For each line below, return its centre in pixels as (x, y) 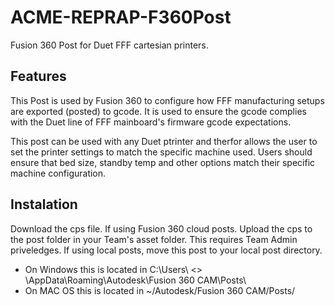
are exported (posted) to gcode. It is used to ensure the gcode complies (158, 111)
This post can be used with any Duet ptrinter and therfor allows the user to (164, 141)
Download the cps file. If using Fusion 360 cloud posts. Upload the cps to (161, 228)
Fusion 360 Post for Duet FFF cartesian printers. (109, 45)
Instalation (44, 204)
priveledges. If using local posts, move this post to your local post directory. (166, 250)
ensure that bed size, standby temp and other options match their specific (163, 162)
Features (38, 76)
